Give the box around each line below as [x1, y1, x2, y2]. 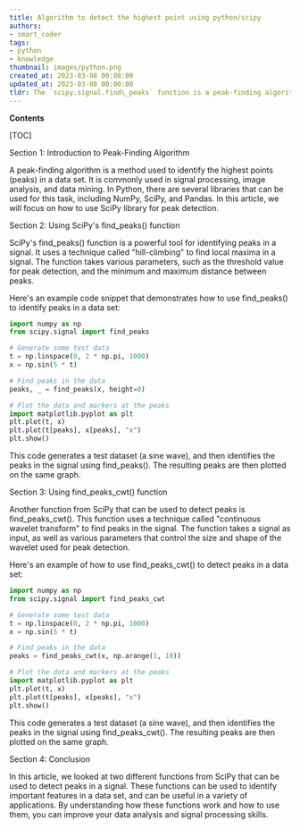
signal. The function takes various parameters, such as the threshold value [9, 256, 284, 266]
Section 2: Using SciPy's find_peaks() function [9, 220, 180, 231]
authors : [9, 21, 42, 30]
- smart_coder [9, 30, 62, 38]
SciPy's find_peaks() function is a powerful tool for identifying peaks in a [9, 237, 277, 248]
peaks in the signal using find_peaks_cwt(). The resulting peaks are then [9, 726, 276, 738]
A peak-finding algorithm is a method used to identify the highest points [9, 165, 274, 175]
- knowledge [9, 55, 54, 63]
